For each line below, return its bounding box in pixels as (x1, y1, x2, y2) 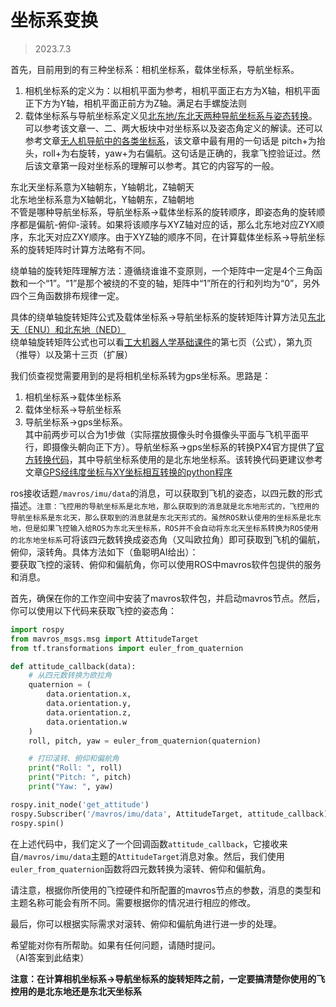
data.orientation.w (46, 717, 128, 727)
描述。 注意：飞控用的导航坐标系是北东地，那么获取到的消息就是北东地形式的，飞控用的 (10, 499, 320, 511)
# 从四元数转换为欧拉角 (28, 671, 112, 681)
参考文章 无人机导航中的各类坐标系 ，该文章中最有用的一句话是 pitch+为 (24, 134, 317, 146)
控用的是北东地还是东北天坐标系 (10, 985, 142, 997)
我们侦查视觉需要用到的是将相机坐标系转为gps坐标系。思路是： (10, 369, 272, 381)
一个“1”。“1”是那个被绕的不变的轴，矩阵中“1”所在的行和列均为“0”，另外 (27, 277, 321, 289)
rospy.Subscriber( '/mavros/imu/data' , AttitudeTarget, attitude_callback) (10, 809, 329, 819)
